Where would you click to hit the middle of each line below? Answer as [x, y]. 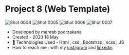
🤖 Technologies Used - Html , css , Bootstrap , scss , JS [68, 42]
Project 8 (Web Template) [58, 9]
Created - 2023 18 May [35, 37]
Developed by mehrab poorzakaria [47, 32]
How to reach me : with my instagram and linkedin [62, 47]
